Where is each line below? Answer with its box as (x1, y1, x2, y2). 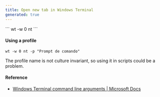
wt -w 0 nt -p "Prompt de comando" (5, 48, 80, 54)
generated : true (5, 12, 39, 17)
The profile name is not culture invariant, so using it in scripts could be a (5, 58, 155, 64)
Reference (5, 74, 28, 81)
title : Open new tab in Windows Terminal (5, 7, 94, 13)
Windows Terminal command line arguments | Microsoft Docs (12, 85, 141, 91)
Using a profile (5, 37, 37, 43)
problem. (5, 63, 24, 69)
